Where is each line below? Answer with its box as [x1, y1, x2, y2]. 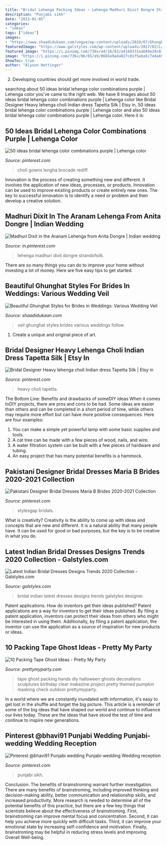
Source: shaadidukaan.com [5, 312, 62, 318]
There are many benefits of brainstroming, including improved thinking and [5, 786, 159, 793]
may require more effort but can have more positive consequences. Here [5, 412, 155, 418]
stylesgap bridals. [17, 507, 54, 513]
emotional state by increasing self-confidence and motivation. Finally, [5, 824, 148, 830]
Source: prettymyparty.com [5, 666, 62, 672]
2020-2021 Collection [5, 475, 75, 484]
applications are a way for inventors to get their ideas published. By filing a [5, 608, 158, 614]
